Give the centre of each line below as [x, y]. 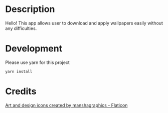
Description [30, 9]
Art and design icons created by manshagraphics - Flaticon [66, 105]
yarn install [19, 71]
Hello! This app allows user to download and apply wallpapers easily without [84, 23]
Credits [21, 91]
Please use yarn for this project [38, 62]
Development [34, 49]
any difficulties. [21, 28]
